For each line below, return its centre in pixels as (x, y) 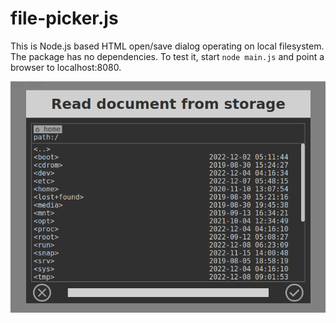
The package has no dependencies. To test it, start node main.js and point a (167, 56)
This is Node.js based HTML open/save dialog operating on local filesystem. (167, 46)
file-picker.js (64, 18)
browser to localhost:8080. (66, 67)
